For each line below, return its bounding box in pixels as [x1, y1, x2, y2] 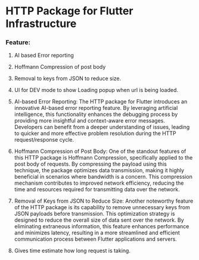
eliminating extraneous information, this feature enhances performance [14, 223, 189, 230]
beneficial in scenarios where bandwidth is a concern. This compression [14, 173, 193, 181]
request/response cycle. [14, 136, 74, 143]
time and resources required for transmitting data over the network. [14, 186, 180, 193]
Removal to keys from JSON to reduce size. [14, 75, 122, 82]
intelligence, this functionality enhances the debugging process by [14, 111, 178, 118]
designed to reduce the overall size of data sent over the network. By [14, 216, 184, 224]
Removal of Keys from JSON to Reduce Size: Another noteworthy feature [14, 197, 194, 204]
